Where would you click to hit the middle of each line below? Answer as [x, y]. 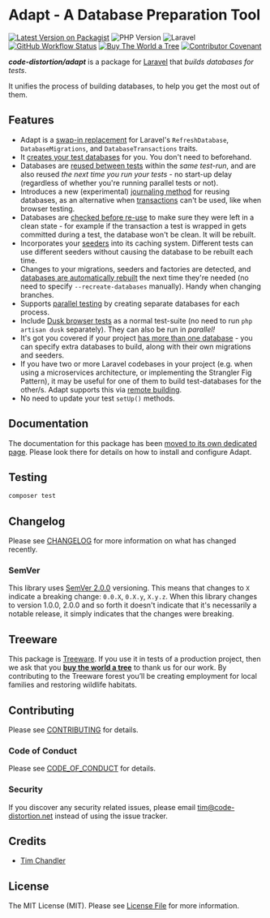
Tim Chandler [43, 860]
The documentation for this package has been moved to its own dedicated [133, 443]
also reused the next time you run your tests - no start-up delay [126, 174]
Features [31, 120]
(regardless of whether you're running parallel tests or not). [119, 182]
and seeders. [42, 355]
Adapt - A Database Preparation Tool [135, 15]
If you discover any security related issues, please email [102, 807]
